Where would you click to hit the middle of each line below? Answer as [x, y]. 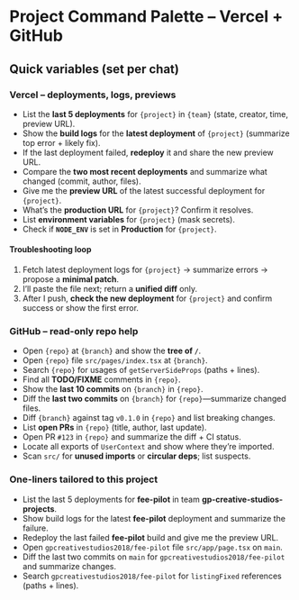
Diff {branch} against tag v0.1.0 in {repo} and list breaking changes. [149, 418]
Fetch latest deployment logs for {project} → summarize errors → [145, 270]
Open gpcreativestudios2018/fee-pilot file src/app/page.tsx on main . [153, 547]
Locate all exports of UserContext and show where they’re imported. [148, 447]
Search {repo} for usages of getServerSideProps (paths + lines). [141, 370]
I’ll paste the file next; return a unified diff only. [110, 289]
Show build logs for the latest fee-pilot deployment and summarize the [154, 518]
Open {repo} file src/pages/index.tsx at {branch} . [115, 360]
